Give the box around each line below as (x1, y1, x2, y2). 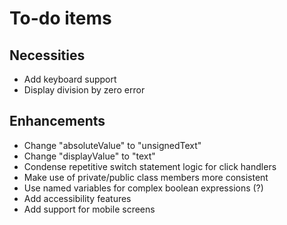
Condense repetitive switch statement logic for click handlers (23, 160, 277, 172)
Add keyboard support (23, 73, 117, 85)
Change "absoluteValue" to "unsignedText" (23, 139, 202, 151)
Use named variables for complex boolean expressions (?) (23, 182, 264, 194)
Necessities (9, 47, 86, 64)
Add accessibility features (23, 192, 132, 204)
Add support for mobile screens (23, 203, 156, 215)
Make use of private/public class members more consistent (23, 171, 269, 183)
